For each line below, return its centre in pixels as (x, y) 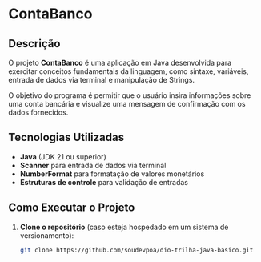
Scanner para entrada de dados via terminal (93, 165)
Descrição (34, 44)
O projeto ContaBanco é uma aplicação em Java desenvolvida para (120, 62)
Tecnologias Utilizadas (66, 137)
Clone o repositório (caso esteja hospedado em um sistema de (124, 227)
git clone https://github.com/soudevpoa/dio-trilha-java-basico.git (137, 250)
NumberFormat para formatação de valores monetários (112, 174)
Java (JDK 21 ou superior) (63, 156)
